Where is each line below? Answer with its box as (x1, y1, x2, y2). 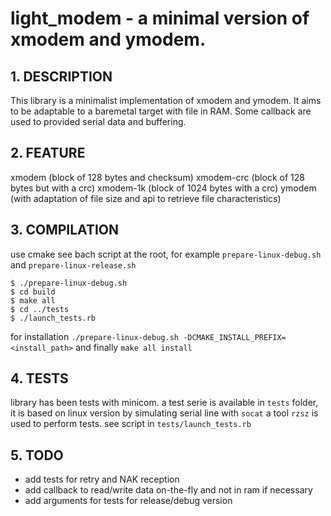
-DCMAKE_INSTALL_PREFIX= (183, 332, 287, 342)
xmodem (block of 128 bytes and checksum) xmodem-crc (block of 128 (10, 171, 305, 183)
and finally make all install (75, 341, 193, 353)
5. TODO (10, 447, 64, 464)
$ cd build (10, 287, 56, 297)
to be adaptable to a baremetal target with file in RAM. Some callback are (10, 105, 312, 117)
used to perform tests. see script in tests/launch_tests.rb (10, 418, 252, 430)
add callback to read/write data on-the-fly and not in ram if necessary (24, 484, 313, 496)
